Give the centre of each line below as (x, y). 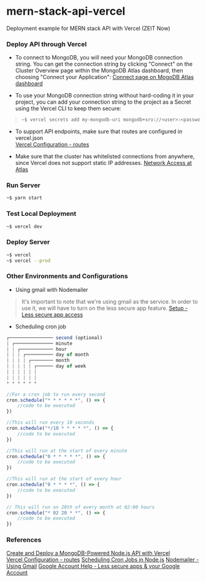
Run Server (24, 185)
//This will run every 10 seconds (51, 423)
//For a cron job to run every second (56, 394)
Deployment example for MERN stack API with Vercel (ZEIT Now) (88, 28)
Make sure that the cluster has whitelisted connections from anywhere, (105, 156)
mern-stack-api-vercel (66, 11)
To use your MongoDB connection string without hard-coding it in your (105, 96)
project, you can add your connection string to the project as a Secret (103, 102)
